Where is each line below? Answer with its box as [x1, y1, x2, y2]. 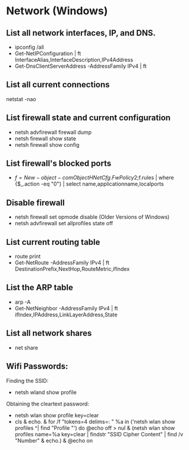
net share [14, 344, 39, 351]
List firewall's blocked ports [6, 159, 112, 169]
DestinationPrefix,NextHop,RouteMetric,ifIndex [14, 266, 130, 273]
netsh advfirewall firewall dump [14, 128, 92, 136]
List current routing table [6, 237, 100, 247]
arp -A [14, 298, 31, 306]
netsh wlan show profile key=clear [14, 411, 99, 418]
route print [14, 253, 41, 260]
